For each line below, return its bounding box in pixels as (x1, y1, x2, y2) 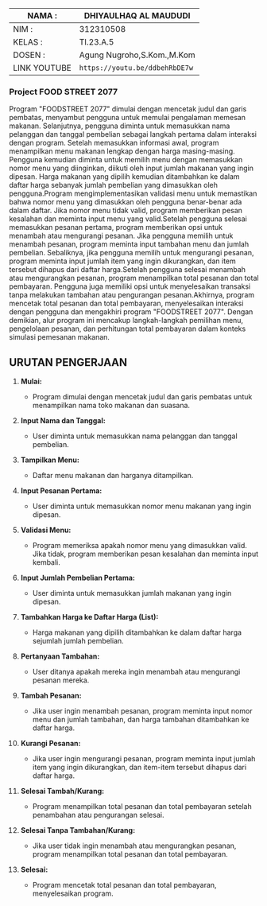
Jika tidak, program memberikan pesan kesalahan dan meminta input (32, 549, 259, 559)
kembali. (32, 558, 60, 567)
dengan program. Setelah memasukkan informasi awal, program (9, 138, 219, 148)
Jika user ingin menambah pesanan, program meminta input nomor (32, 706, 253, 716)
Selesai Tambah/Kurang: (20, 787, 105, 796)
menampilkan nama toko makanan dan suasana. (32, 401, 190, 410)
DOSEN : (13, 49, 46, 60)
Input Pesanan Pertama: (20, 486, 103, 496)
